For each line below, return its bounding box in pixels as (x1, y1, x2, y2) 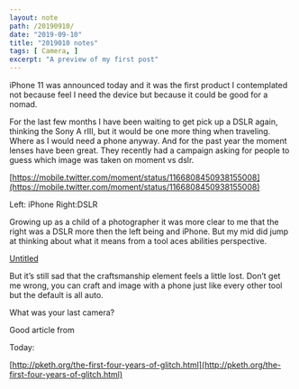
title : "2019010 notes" (9, 38, 99, 48)
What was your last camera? (9, 307, 115, 318)
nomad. (9, 99, 38, 109)
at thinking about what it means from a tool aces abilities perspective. (9, 236, 267, 246)
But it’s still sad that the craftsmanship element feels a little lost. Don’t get (9, 271, 281, 281)
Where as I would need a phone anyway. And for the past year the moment (9, 136, 287, 146)
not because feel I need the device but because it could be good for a (9, 89, 268, 100)
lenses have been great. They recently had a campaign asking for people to (9, 145, 290, 156)
